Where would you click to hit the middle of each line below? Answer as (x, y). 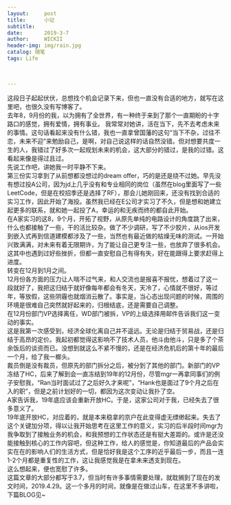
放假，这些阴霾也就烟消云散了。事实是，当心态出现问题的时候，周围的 (124, 296)
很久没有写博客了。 (58, 106)
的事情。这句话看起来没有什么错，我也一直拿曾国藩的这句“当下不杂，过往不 (114, 132)
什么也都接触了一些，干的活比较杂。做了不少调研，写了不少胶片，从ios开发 (114, 227)
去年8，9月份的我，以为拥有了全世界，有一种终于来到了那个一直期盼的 (107, 115)
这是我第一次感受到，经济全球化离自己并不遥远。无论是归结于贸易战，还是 (112, 330)
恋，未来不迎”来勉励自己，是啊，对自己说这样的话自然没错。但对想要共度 (111, 141)
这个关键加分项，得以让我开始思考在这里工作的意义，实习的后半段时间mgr (112, 426)
